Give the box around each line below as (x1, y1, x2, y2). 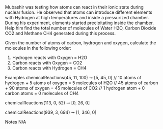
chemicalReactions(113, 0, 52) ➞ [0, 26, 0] (5, 100, 90, 105)
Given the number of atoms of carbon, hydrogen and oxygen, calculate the (5, 40, 156, 46)
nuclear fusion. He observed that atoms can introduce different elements (5, 9, 153, 15)
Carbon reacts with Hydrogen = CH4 (12, 65, 87, 71)
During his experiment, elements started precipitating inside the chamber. (5, 20, 154, 26)
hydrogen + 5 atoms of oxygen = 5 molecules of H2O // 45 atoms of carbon (5, 80, 158, 86)
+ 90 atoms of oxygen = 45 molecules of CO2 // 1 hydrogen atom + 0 (5, 85, 145, 91)
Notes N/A (5, 119, 26, 125)
